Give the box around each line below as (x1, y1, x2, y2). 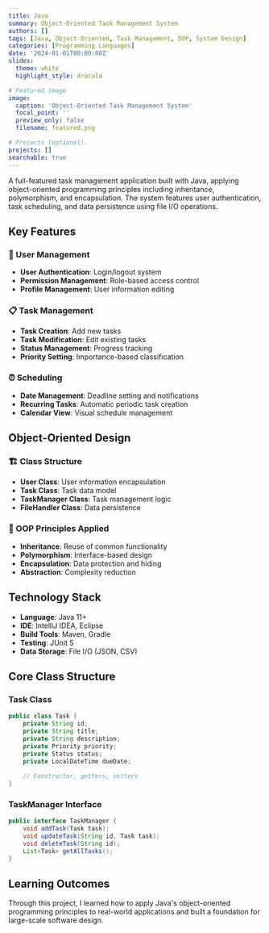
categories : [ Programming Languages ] (8, 42, 135, 50)
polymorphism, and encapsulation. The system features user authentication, (8, 193, 262, 203)
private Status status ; (23, 750, 103, 758)
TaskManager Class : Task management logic (19, 494, 172, 504)
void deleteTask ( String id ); (23, 839, 121, 847)
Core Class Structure (8, 669, 116, 683)
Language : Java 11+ (19, 612, 87, 621)
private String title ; (23, 727, 99, 735)
